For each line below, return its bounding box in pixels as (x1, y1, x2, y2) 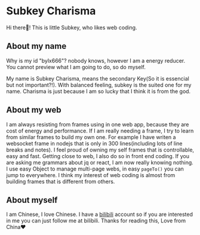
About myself (6, 195, 58, 205)
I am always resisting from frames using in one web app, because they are (6, 120, 189, 128)
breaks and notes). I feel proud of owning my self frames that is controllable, (6, 146, 195, 153)
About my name (6, 41, 67, 51)
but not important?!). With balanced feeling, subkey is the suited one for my (6, 81, 192, 88)
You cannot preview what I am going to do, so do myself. (6, 63, 146, 70)
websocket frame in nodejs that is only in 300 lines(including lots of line (6, 140, 183, 147)
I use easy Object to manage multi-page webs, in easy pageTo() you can (6, 165, 184, 172)
